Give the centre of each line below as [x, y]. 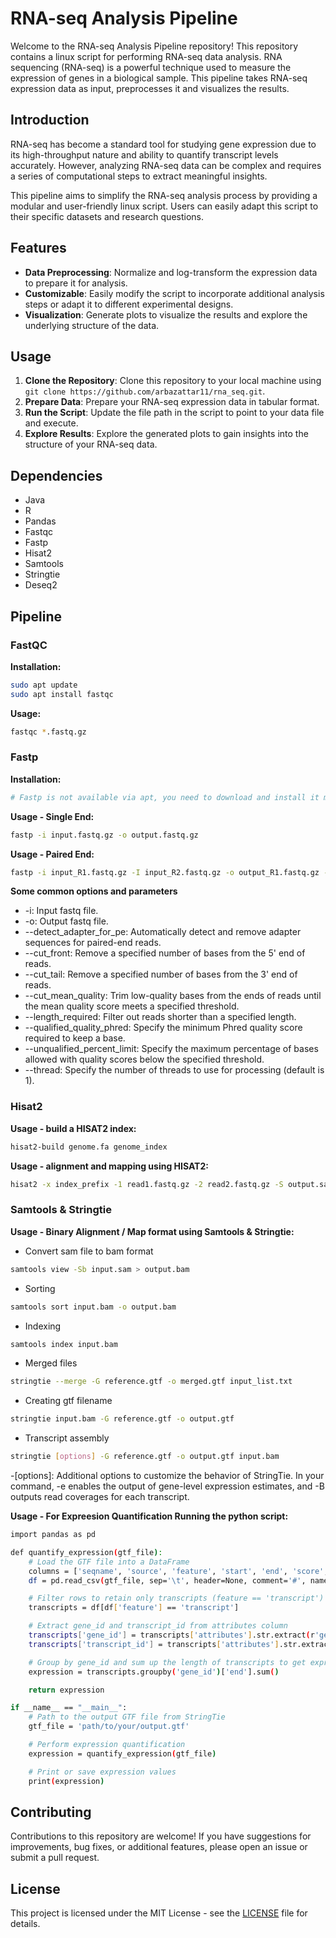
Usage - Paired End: [52, 854]
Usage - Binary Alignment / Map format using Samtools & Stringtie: [152, 1231]
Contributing [51, 1812]
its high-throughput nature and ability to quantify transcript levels [144, 154]
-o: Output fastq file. [66, 921]
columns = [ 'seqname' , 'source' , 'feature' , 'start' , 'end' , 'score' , [178, 1571]
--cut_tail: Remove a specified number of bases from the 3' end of [161, 974]
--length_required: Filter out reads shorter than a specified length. [160, 1017]
